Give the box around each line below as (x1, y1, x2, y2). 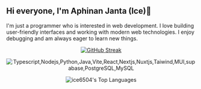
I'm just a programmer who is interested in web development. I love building (6, 22, 194, 29)
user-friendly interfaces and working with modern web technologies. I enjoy (6, 28, 194, 35)
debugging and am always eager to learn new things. (6, 34, 138, 42)
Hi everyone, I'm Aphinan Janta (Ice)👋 (6, 6, 152, 16)
